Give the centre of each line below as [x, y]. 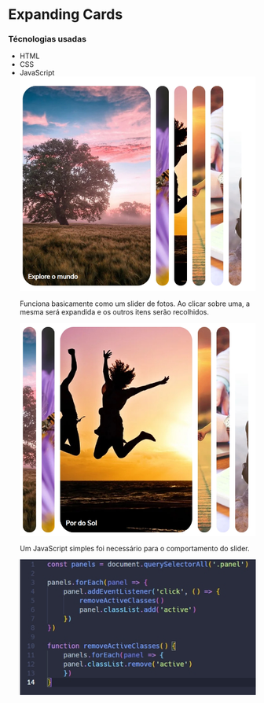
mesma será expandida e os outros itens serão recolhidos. [114, 311]
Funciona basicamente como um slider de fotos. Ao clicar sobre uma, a [134, 304]
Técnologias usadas [47, 39]
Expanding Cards [66, 15]
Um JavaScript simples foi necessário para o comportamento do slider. [134, 548]
